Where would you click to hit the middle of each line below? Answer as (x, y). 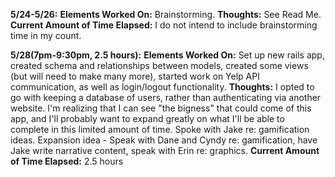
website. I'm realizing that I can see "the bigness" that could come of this (161, 108)
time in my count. (46, 35)
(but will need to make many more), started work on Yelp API (135, 76)
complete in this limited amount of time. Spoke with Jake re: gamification (160, 129)
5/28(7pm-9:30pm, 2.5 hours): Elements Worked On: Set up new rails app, (167, 55)
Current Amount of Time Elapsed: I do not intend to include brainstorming (164, 25)
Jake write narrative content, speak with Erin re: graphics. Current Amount (165, 150)
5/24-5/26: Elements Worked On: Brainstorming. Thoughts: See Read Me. (166, 14)
